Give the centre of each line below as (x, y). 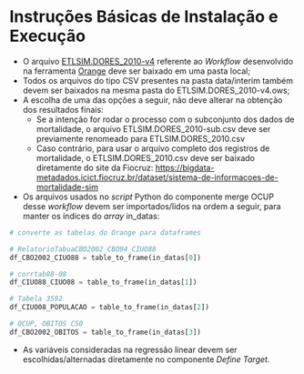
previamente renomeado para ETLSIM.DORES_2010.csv (141, 138)
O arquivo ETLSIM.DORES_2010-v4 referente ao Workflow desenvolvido (158, 61)
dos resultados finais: (63, 109)
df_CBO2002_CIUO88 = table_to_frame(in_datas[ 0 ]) (106, 258)
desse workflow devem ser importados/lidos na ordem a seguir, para (152, 206)
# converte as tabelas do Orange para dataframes (106, 232)
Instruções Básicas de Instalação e (144, 17)
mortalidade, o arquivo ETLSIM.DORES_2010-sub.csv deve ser (153, 128)
